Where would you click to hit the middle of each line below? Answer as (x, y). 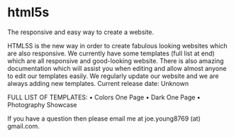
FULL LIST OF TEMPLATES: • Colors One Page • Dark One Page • (104, 97)
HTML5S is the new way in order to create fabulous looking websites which (118, 45)
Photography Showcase (42, 104)
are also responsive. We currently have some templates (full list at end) (111, 53)
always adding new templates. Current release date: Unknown (98, 83)
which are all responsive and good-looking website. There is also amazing (116, 60)
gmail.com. (24, 126)
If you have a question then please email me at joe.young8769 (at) (104, 119)
